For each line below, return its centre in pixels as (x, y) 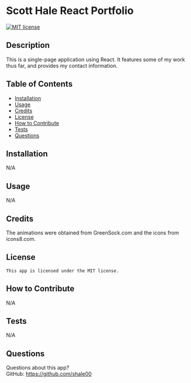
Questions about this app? (37, 368)
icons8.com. (21, 239)
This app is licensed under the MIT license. (62, 271)
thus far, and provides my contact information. (62, 65)
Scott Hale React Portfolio (70, 11)
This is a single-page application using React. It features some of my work (96, 59)
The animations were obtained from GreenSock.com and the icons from (93, 233)
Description (28, 45)
